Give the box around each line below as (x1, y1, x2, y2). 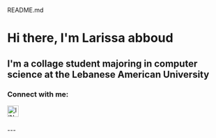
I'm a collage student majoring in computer (7, 58, 198, 69)
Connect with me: (7, 89, 69, 99)
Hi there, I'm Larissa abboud (7, 31, 173, 46)
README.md (7, 6, 44, 14)
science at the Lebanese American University (7, 69, 210, 80)
